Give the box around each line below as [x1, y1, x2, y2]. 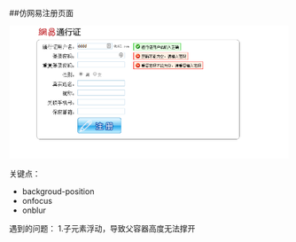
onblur [21, 205, 46, 215]
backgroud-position [21, 186, 95, 197]
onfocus [21, 196, 53, 207]
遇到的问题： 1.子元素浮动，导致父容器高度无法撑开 [9, 223, 196, 234]
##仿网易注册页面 [9, 8, 74, 18]
